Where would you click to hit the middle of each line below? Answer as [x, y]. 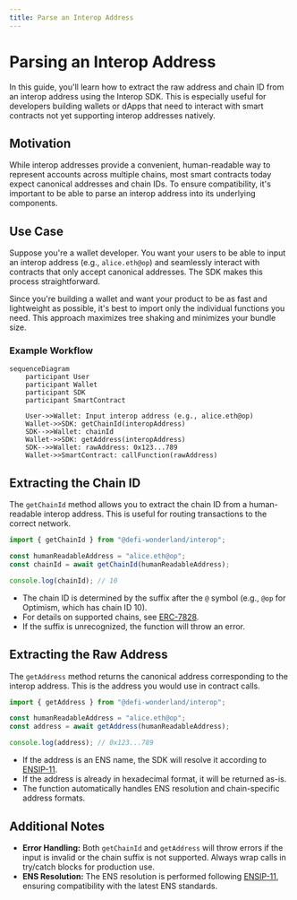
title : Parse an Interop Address [72, 17]
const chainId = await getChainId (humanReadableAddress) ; [119, 565]
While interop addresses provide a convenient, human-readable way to [140, 165]
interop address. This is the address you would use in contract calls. [135, 686]
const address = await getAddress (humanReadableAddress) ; [119, 727]
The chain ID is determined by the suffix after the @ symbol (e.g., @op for [154, 598]
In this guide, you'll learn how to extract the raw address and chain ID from [147, 87]
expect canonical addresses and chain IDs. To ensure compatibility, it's [140, 184]
